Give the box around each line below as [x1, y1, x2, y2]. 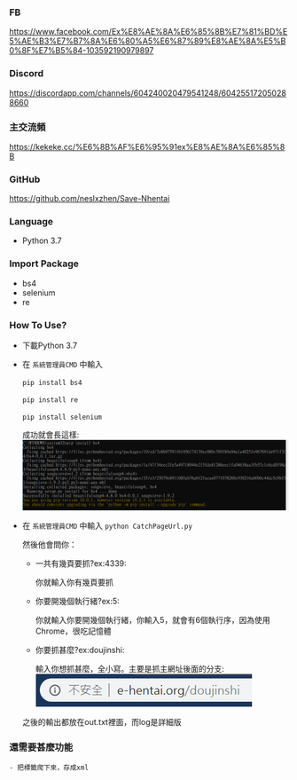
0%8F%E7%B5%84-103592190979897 [9, 45, 154, 56]
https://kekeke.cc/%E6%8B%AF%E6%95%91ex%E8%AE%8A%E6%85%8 [9, 141, 285, 152]
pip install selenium [21, 413, 102, 422]
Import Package [9, 257, 80, 270]
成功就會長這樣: [21, 429, 80, 440]
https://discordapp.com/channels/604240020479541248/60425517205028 [9, 87, 286, 98]
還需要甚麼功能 [9, 741, 74, 753]
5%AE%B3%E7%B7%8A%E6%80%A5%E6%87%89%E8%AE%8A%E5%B [9, 35, 286, 46]
